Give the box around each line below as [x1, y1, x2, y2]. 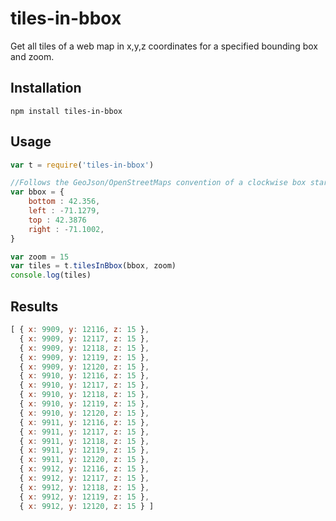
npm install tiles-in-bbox [10, 106, 123, 116]
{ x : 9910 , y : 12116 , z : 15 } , [19, 371, 150, 381]
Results [10, 298, 59, 315]
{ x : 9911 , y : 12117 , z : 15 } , [19, 427, 150, 437]
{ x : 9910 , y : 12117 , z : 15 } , [19, 380, 150, 391]
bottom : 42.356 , [28, 197, 101, 207]
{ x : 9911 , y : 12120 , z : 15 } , [19, 455, 150, 465]
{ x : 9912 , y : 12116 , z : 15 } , [19, 464, 150, 474]
